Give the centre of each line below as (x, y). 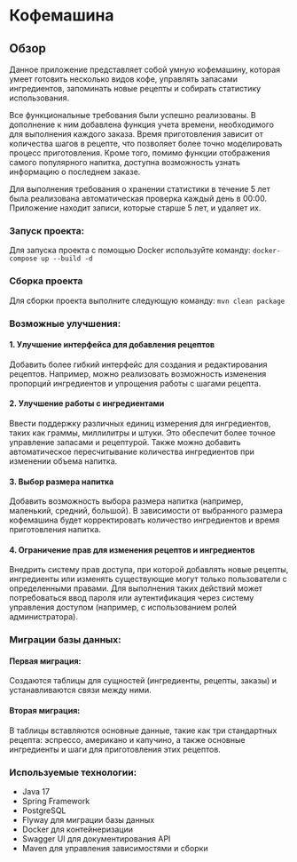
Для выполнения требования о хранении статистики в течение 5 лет (140, 189)
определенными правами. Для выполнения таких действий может (136, 588)
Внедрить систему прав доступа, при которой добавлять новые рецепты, (149, 570)
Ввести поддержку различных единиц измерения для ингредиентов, (140, 423)
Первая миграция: (45, 661)
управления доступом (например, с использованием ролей (123, 607)
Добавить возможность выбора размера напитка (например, (126, 501)
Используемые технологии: (73, 772)
